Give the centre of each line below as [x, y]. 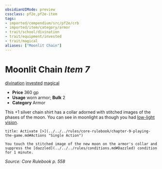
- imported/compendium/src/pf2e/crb [42, 23]
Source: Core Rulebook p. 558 [35, 161]
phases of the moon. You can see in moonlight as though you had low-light [80, 117]
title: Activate [21, 131]
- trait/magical [21, 41]
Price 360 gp [25, 92]
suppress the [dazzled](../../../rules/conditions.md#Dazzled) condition [81, 148]
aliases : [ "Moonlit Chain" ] [33, 46]
